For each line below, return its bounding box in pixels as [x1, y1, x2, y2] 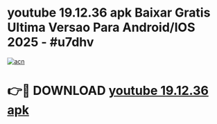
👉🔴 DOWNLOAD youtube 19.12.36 [7, 83, 209, 98]
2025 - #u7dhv [7, 35, 94, 50]
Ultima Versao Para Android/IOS [7, 19, 196, 35]
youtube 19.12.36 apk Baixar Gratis [7, 5, 211, 21]
